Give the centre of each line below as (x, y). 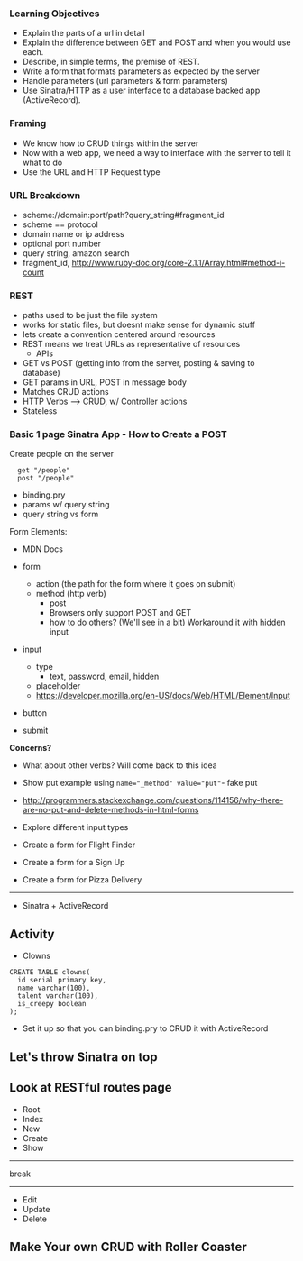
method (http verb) (71, 594)
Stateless (40, 411)
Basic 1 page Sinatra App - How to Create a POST (118, 434)
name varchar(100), (54, 988)
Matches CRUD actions (66, 392)
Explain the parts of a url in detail (84, 33)
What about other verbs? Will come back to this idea (120, 765)
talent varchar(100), (58, 996)
